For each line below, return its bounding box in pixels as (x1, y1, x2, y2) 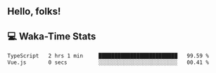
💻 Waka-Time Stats (7, 30, 96, 42)
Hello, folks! (7, 6, 61, 18)
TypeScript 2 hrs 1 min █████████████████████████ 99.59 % (7, 53, 210, 60)
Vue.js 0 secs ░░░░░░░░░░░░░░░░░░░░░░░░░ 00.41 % (7, 59, 210, 66)
